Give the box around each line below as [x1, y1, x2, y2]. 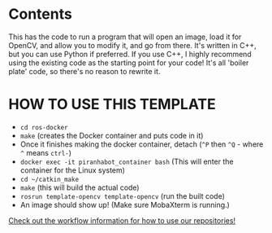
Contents [8, 5, 73, 24]
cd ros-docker [19, 123, 68, 131]
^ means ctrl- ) [19, 147, 71, 157]
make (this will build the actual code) [19, 182, 140, 192]
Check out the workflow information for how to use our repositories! [8, 215, 236, 225]
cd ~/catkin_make [19, 175, 80, 183]
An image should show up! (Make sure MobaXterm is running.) [19, 200, 230, 209]
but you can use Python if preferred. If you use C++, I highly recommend [8, 49, 252, 59]
